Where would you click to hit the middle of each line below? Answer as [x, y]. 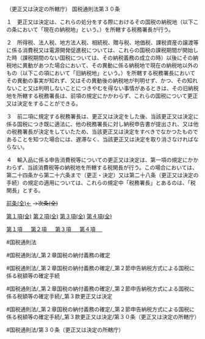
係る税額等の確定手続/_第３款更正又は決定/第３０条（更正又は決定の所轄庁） [103, 317]
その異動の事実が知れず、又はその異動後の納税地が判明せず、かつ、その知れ [102, 80]
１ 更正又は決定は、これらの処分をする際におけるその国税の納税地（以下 [100, 22]
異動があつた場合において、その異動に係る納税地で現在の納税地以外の [110, 65]
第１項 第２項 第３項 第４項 [51, 229]
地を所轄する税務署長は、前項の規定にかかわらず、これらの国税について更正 [102, 96]
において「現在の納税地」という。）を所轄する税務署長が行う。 [95, 30]
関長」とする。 [25, 190]
